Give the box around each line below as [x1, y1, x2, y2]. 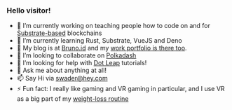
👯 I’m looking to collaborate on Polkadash [16, 51, 137, 60]
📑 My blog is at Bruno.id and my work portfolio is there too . [16, 44, 187, 53]
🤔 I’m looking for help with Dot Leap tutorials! [16, 59, 147, 67]
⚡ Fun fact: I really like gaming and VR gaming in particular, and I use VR [16, 85, 225, 93]
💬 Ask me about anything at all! [16, 66, 107, 75]
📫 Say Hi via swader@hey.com [16, 74, 108, 83]
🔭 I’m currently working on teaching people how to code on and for [16, 22, 211, 30]
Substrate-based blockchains [16, 29, 102, 37]
